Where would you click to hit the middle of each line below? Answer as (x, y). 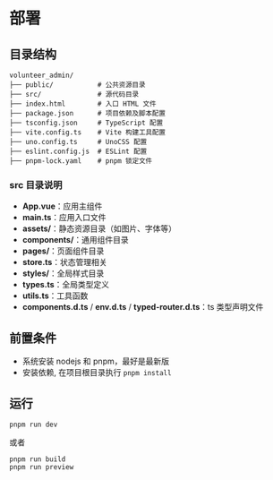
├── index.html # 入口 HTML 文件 (83, 104)
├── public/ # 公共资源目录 (77, 85)
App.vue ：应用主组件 (62, 206)
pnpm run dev (34, 424)
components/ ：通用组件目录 (75, 240)
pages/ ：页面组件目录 (63, 251)
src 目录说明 (36, 184)
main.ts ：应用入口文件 (64, 218)
